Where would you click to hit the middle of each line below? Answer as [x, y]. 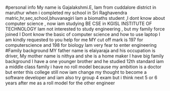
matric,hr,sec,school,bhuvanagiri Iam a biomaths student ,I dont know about [85, 18]
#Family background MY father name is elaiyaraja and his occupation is [80, 51]
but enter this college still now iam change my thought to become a [76, 72]
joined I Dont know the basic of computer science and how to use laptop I [83, 34]
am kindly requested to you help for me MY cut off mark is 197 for [74, 40]
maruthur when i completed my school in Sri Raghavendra [66, 13]
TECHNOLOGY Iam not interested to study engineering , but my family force [85, 29]
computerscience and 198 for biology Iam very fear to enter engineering [81, 45]
